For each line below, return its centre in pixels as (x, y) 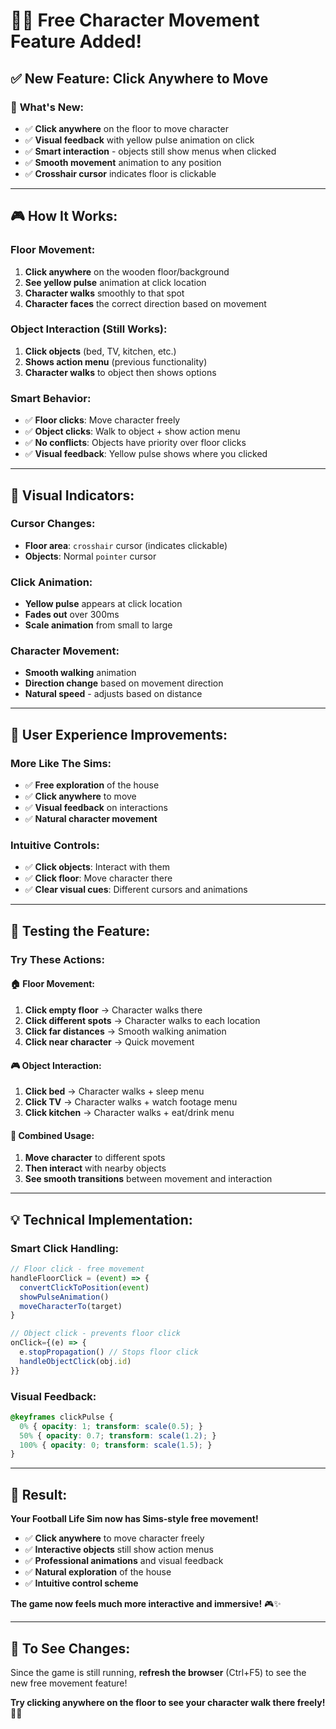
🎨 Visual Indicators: (72, 495)
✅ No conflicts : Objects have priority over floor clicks (135, 443)
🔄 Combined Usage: (52, 1135)
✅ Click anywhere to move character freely (114, 1538)
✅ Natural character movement (91, 819)
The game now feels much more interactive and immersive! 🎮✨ (146, 1604)
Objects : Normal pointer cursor (90, 556)
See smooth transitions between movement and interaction (148, 1179)
